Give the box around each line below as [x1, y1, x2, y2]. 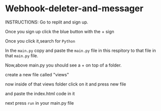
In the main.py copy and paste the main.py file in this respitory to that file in [5, 47, 156, 53]
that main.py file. [5, 52, 38, 59]
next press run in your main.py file [5, 100, 74, 106]
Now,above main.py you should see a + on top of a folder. [5, 62, 122, 68]
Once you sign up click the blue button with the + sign [5, 28, 114, 34]
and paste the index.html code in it [5, 90, 75, 96]
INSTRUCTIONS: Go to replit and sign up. [5, 19, 88, 25]
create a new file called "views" [5, 71, 69, 77]
